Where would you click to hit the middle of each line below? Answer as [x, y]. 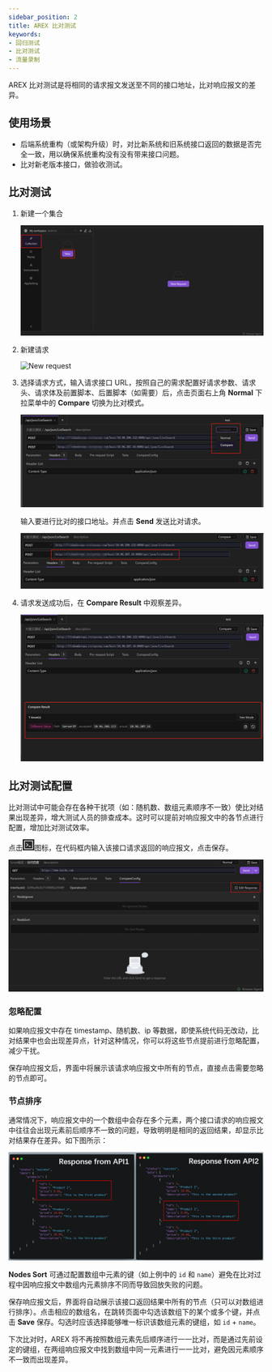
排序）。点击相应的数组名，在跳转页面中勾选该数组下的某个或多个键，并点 [138, 1312]
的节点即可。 [30, 1078]
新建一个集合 [41, 213]
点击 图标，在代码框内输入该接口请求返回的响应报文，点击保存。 [121, 847]
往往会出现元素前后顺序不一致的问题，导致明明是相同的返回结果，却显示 [136, 1131]
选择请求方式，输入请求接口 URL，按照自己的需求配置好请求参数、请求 [138, 383]
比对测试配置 [40, 786]
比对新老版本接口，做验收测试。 [73, 164]
